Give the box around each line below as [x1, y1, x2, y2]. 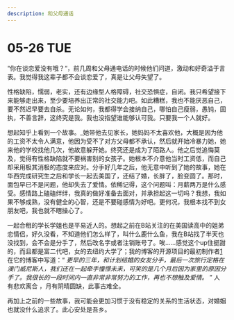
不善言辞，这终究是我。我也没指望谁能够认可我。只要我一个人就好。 [19, 113, 214, 121]
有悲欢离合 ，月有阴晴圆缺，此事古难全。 [7, 282, 125, 290]
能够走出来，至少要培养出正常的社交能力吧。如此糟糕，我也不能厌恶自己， [12, 96, 226, 104]
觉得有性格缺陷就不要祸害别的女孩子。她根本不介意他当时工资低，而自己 [19, 154, 226, 162]
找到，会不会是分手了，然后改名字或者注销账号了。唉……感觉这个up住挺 [12, 238, 220, 246]
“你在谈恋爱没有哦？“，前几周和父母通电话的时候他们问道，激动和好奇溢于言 [7, 64, 226, 72]
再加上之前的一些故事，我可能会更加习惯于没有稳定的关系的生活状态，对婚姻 [7, 296, 226, 305]
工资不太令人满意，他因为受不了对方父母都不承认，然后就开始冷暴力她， [12, 137, 220, 145]
